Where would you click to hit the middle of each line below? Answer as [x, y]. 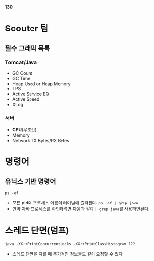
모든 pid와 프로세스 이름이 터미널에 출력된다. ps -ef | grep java [75, 203]
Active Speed [26, 99]
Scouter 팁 [27, 29]
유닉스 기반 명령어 [31, 181]
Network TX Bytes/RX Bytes [41, 141]
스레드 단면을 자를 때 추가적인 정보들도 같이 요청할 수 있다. [68, 254]
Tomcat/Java [21, 62]
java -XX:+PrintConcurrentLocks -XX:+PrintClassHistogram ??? [70, 244]
